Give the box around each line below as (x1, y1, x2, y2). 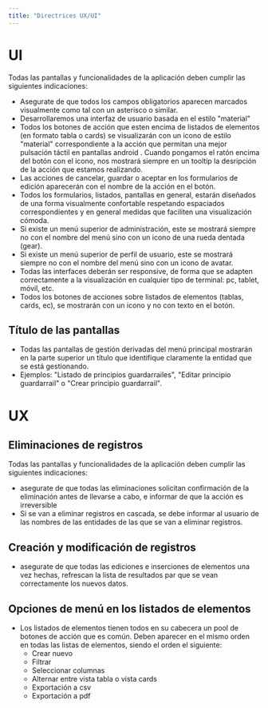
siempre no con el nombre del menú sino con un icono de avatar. (19, 257, 234, 268)
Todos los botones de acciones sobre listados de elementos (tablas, (19, 292, 244, 301)
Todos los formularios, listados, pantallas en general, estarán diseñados (19, 189, 257, 200)
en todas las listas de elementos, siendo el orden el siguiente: (19, 640, 223, 650)
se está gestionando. (19, 361, 89, 372)
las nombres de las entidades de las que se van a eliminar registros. (19, 517, 243, 527)
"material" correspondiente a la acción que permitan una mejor (19, 139, 227, 149)
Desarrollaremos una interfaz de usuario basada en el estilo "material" (19, 113, 251, 123)
